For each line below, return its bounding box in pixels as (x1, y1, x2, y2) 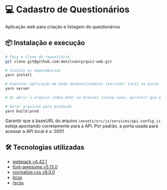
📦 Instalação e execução (5, 39, 85, 47)
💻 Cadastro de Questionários (5, 4, 130, 15)
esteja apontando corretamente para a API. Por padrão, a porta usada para (5, 123, 159, 129)
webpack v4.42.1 (12, 159, 47, 165)
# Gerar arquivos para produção (5, 104, 72, 109)
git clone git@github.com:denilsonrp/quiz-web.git (5, 59, 112, 64)
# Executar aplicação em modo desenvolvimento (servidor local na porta (5, 81, 159, 87)
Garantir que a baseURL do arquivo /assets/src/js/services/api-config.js (5, 118, 161, 124)
